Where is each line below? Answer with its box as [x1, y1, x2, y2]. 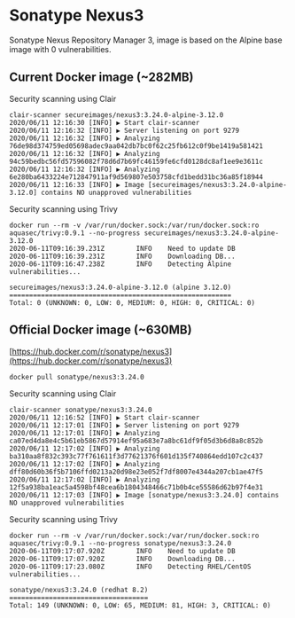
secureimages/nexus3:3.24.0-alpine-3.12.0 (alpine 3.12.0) [9, 283, 232, 292]
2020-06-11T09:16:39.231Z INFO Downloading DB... [9, 252, 237, 261]
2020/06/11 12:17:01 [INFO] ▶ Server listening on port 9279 [9, 420, 240, 430]
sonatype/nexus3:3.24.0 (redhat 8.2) [9, 585, 149, 594]
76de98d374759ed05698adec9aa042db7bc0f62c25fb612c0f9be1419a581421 [9, 141, 264, 151]
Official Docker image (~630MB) [9, 323, 192, 338]
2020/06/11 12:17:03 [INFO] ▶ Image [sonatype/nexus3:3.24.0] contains [9, 490, 279, 499]
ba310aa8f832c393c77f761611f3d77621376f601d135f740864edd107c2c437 [9, 451, 264, 461]
